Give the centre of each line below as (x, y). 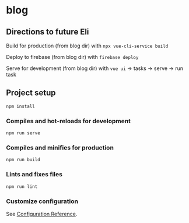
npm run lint (22, 187)
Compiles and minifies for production (60, 148)
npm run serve (23, 133)
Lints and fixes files (34, 175)
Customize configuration (42, 201)
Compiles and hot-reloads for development (69, 121)
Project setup (31, 93)
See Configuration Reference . (42, 214)
